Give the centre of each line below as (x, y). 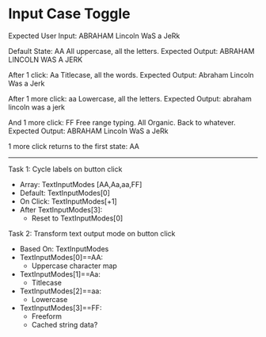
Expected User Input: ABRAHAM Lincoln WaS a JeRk (94, 36)
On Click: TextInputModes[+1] (68, 201)
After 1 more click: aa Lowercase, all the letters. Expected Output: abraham (130, 98)
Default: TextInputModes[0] (65, 193)
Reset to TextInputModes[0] (77, 218)
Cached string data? (65, 324)
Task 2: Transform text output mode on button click (92, 233)
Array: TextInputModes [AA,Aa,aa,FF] (81, 184)
